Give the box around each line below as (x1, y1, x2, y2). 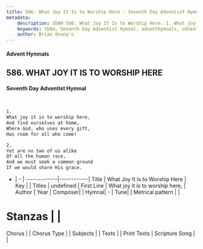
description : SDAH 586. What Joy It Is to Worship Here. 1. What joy (17, 20, 196, 26)
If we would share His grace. (6, 165, 83, 171)
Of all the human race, (6, 153, 66, 159)
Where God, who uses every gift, (6, 125, 91, 131)
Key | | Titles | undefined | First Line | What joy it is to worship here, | (14, 182, 186, 190)
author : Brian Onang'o (17, 32, 74, 38)
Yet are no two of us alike (6, 148, 77, 154)
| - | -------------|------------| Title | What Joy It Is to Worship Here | (14, 176, 187, 183)
